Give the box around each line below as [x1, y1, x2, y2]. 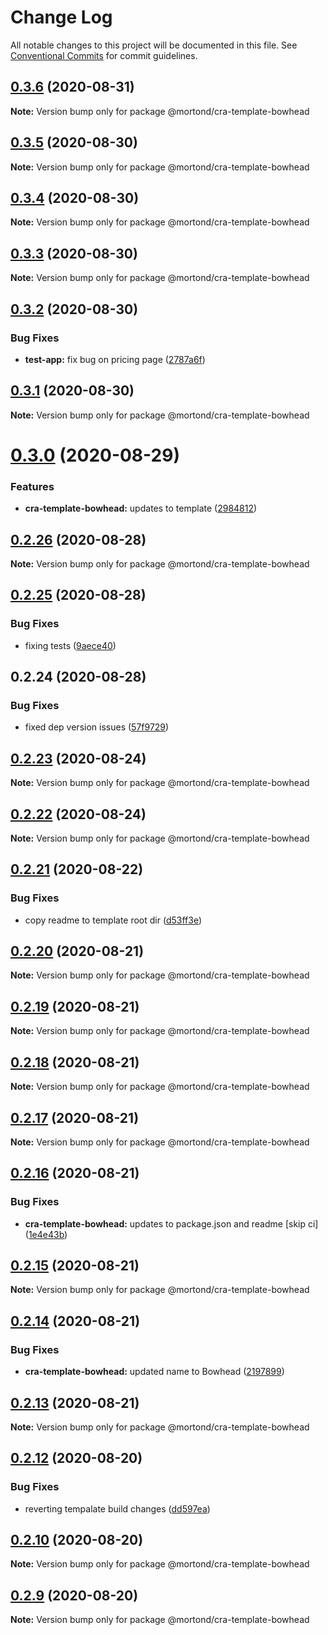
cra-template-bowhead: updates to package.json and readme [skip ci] [24, 1217, 319, 1230]
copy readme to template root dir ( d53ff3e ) [24, 914, 203, 926]
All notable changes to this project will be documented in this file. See [10, 39, 298, 51]
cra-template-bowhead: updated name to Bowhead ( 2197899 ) [24, 1366, 285, 1378]
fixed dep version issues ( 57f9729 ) [24, 721, 170, 733]
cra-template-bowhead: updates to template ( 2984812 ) [24, 502, 258, 515]
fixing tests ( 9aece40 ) [24, 639, 117, 651]
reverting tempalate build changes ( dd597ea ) [24, 1502, 211, 1515]
